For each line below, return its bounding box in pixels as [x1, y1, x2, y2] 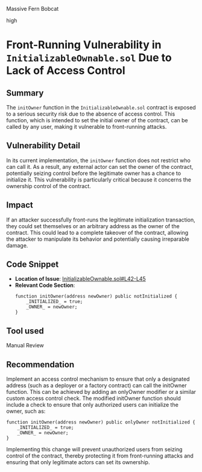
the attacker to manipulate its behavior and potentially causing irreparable [6, 235, 190, 243]
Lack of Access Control [6, 64, 125, 77]
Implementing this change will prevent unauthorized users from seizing [6, 446, 183, 453]
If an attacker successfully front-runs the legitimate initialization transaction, [6, 216, 195, 223]
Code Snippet [6, 260, 59, 270]
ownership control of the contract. [6, 182, 92, 189]
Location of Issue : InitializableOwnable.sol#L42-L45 [14, 275, 146, 283]
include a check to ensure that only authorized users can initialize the [6, 401, 179, 408]
